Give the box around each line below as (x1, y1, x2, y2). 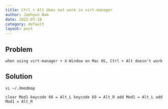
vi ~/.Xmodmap (5, 86, 36, 91)
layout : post (5, 26, 33, 31)
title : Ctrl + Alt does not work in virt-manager (5, 7, 113, 13)
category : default (5, 21, 44, 27)
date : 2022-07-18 (5, 17, 42, 22)
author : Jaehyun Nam (5, 12, 49, 17)
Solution (5, 72, 33, 81)
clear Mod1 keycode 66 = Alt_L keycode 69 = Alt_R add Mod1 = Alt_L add (5, 94, 163, 99)
